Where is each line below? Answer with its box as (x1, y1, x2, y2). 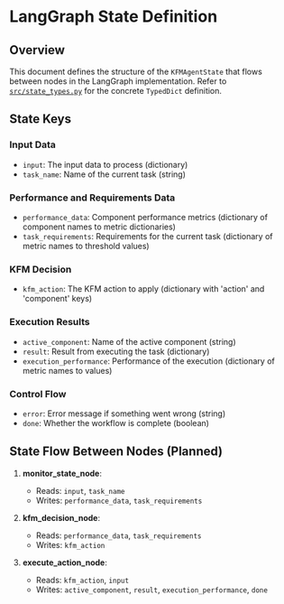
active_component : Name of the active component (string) (22, 336, 236, 347)
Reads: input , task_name (35, 485, 125, 496)
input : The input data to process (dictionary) (22, 159, 188, 170)
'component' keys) (22, 293, 93, 304)
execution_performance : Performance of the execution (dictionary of (22, 355, 275, 367)
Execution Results (9, 316, 90, 329)
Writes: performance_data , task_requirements (35, 495, 203, 506)
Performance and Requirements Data (9, 191, 176, 204)
